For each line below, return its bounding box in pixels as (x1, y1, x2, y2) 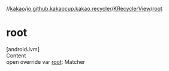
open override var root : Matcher (6, 58, 86, 65)
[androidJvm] (6, 45, 40, 53)
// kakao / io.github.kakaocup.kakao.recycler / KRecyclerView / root (6, 5, 163, 12)
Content (6, 52, 26, 59)
